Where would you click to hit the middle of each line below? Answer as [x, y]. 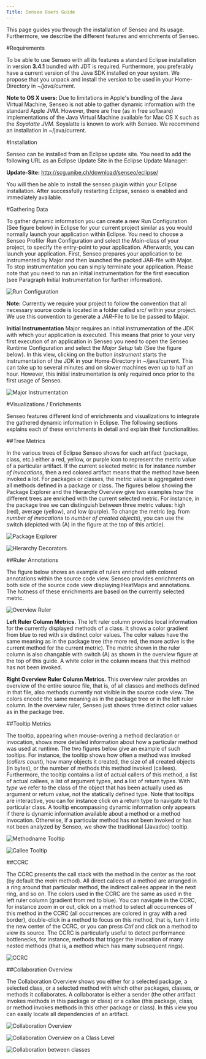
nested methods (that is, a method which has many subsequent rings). [96, 946]
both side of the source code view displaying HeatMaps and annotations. [99, 585]
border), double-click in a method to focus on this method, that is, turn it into [103, 919]
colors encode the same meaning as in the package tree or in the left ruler [100, 699]
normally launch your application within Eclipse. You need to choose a [95, 234]
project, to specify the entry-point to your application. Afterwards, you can [100, 247]
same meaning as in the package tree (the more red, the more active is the [101, 641]
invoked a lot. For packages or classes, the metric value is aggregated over [101, 479]
